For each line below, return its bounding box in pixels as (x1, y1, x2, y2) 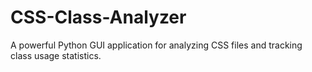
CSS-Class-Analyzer (10, 6, 187, 29)
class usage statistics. (10, 49, 102, 61)
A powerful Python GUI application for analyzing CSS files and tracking (10, 39, 303, 51)
